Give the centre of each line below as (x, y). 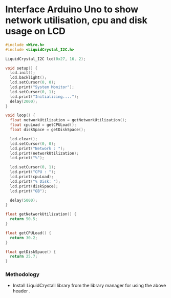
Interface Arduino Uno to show (72, 9)
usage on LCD (35, 31)
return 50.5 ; (24, 219)
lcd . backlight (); (28, 78)
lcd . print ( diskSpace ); (34, 186)
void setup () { (22, 68)
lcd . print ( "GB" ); (28, 191)
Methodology (23, 274)
